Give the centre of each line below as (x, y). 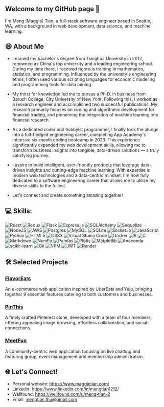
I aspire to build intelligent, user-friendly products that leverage (76, 165)
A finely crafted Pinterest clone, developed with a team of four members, (79, 317)
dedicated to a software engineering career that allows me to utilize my (84, 180)
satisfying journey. (31, 155)
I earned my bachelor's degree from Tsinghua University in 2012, (78, 58)
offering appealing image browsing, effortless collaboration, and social (76, 323)
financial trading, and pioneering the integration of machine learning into (85, 114)
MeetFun (16, 340)
